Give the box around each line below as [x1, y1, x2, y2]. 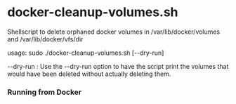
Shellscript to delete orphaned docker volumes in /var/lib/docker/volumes [7, 27, 221, 36]
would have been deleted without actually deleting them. [7, 70, 171, 78]
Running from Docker [7, 87, 82, 97]
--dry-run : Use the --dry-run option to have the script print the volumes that [7, 62, 229, 70]
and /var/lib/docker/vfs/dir [7, 34, 84, 43]
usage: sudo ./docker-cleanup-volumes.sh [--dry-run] [7, 48, 164, 57]
